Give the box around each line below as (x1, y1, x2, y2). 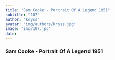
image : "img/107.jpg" (5, 26, 51, 32)
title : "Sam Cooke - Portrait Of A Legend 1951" (5, 7, 110, 13)
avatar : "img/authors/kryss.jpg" (5, 21, 76, 27)
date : (5, 31, 17, 36)
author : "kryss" (5, 17, 40, 22)
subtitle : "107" (5, 12, 40, 17)
